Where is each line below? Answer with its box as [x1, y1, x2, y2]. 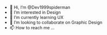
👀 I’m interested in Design [9, 9, 61, 15]
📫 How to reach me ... [9, 25, 55, 30]
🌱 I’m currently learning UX [9, 15, 64, 20]
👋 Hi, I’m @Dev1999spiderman [9, 5, 71, 10]
